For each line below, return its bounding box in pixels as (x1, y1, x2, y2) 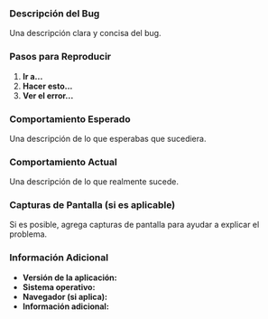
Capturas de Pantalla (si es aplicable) (9, 199, 176, 211)
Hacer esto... (22, 80, 73, 91)
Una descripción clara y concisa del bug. (9, 28, 162, 39)
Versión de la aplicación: (22, 272, 117, 283)
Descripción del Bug (9, 7, 100, 20)
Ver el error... (22, 89, 74, 101)
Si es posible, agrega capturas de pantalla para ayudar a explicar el (9, 220, 260, 230)
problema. (9, 229, 48, 239)
